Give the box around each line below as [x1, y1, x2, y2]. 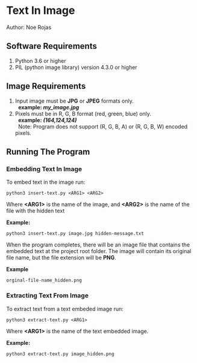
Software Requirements [6, 41, 98, 51]
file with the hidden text [6, 207, 65, 214]
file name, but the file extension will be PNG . [6, 254, 116, 262]
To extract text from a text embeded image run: [6, 305, 124, 312]
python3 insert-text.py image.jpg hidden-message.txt [6, 231, 145, 237]
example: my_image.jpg [17, 103, 80, 111]
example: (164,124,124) [17, 116, 77, 124]
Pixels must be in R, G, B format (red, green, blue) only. [14, 110, 152, 117]
